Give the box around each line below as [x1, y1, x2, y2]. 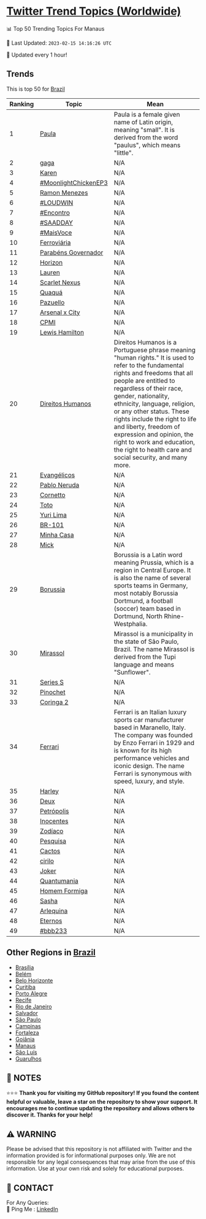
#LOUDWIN [39, 198, 74, 207]
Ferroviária [39, 238, 71, 247]
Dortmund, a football [113, 597, 174, 605]
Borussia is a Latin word [113, 551, 183, 559]
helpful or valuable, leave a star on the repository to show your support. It [6, 1098, 198, 1105]
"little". [113, 149, 134, 157]
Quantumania [39, 877, 78, 885]
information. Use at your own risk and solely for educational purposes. [6, 1165, 185, 1172]
